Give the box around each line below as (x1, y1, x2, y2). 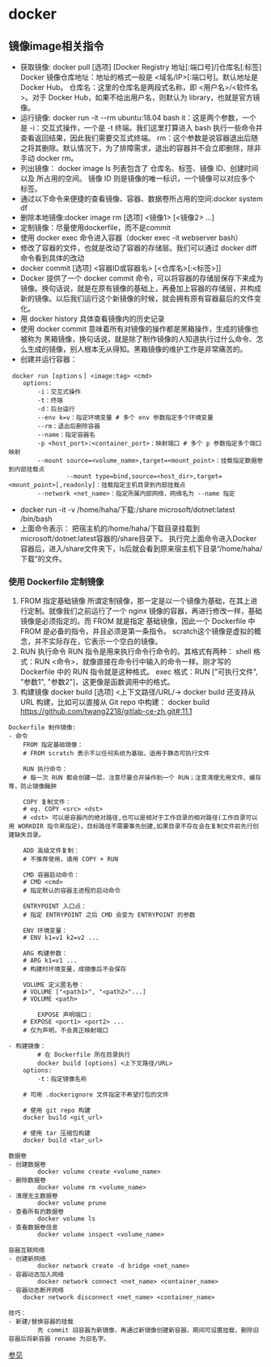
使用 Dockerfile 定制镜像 (8, 576, 104, 587)
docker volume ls (37, 1215, 95, 1224)
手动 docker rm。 (19, 153, 78, 163)
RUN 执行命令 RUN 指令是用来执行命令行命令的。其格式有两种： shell (19, 647, 252, 656)
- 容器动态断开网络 (8, 1286, 65, 1295)
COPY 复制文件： (23, 798, 71, 806)
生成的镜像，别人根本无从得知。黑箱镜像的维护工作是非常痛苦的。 (27, 344, 248, 353)
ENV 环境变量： (23, 927, 68, 935)
